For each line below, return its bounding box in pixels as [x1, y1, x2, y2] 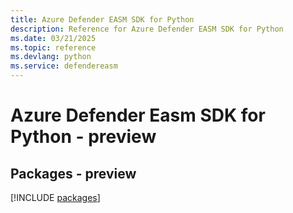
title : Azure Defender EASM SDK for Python [10, 14, 195, 25]
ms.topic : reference [10, 42, 97, 53]
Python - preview [10, 126, 157, 148]
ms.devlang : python [10, 52, 92, 62]
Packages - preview [10, 165, 137, 182]
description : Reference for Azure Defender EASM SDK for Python [10, 24, 284, 34]
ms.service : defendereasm [10, 61, 118, 71]
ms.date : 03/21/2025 [10, 33, 97, 43]
